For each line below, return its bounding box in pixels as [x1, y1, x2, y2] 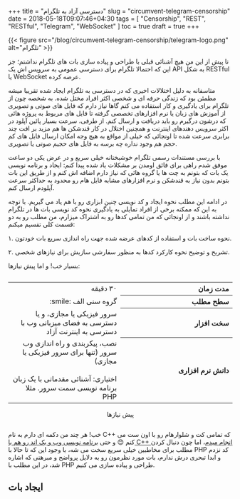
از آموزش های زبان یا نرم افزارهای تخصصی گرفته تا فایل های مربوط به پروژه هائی [8, 109, 226, 117]
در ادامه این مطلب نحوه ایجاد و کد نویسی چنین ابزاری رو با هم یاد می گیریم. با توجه [8, 197, 227, 206]
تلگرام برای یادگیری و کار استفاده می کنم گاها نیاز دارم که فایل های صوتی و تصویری [8, 101, 229, 110]
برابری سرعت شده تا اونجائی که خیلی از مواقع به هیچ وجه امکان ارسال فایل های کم [8, 132, 230, 140]
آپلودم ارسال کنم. [8, 183, 55, 192]
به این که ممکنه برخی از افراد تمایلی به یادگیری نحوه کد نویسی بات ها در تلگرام [8, 205, 217, 213]
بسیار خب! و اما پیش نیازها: [8, 261, 80, 270]
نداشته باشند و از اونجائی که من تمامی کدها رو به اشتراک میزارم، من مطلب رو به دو [8, 213, 230, 221]
